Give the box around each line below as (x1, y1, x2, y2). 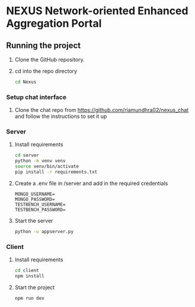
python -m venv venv (14, 158, 66, 164)
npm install (14, 273, 44, 279)
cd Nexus (14, 79, 37, 85)
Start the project (14, 283, 55, 291)
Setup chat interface (6, 93, 67, 101)
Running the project (6, 40, 81, 50)
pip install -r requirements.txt (14, 169, 98, 175)
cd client (14, 268, 40, 274)
